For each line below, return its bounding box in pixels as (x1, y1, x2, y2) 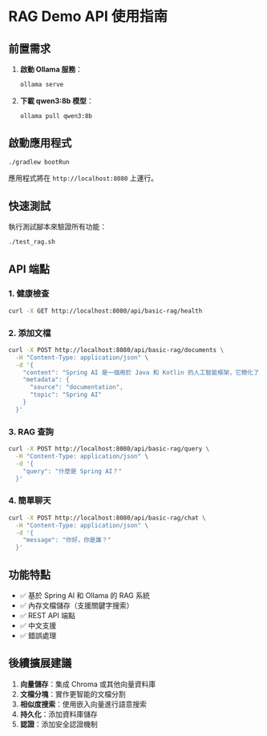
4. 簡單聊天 (8, 495, 51, 506)
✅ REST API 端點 (19, 611, 76, 621)
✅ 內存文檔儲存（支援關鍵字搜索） (19, 601, 134, 610)
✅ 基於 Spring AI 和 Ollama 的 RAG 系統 (19, 591, 150, 601)
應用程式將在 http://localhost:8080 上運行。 (8, 173, 159, 183)
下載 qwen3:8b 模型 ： (19, 95, 94, 105)
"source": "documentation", (29, 383, 124, 391)
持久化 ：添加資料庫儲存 (19, 709, 98, 718)
